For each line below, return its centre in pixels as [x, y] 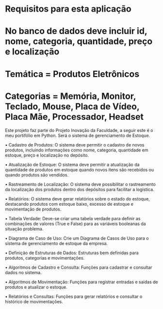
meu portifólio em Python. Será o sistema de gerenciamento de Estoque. [78, 135]
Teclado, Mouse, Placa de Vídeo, [72, 106]
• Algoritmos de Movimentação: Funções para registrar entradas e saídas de [81, 282]
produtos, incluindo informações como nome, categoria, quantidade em [77, 150]
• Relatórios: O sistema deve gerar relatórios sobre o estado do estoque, [78, 199]
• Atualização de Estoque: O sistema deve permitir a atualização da [72, 164]
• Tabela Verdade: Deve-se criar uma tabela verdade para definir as [73, 218]
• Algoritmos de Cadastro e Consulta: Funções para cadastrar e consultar [79, 267]
